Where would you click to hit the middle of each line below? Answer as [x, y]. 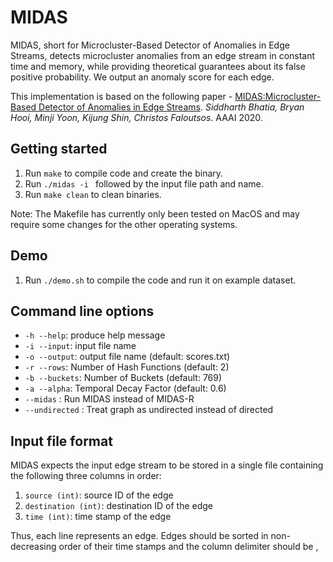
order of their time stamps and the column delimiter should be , [188, 547]
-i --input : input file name [80, 346]
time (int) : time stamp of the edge [98, 517]
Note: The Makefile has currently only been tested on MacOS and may [155, 213]
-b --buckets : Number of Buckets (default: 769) [123, 378]
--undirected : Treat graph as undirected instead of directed [149, 410]
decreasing [33, 547]
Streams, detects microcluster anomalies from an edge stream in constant [163, 55]
